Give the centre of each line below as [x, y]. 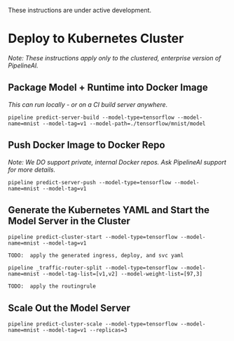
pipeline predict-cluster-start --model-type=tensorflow [93, 237]
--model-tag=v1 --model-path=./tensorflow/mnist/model [124, 123]
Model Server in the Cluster [69, 221]
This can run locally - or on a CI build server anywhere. [88, 104]
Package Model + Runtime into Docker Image [108, 88]
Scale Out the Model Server [69, 308]
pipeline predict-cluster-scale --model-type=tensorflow [93, 324]
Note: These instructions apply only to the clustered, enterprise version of [115, 58]
